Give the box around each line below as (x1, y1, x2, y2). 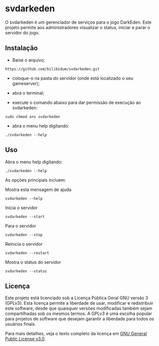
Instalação (5, 44, 38, 52)
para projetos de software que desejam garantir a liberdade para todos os (5, 316, 155, 322)
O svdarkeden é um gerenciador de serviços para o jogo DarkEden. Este (5, 19, 152, 25)
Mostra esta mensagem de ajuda (5, 187, 72, 192)
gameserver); (12, 80, 40, 86)
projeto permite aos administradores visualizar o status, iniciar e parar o (5, 24, 151, 30)
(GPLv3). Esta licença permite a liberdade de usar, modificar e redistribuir (5, 300, 154, 306)
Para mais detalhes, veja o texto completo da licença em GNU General (5, 331, 147, 337)
